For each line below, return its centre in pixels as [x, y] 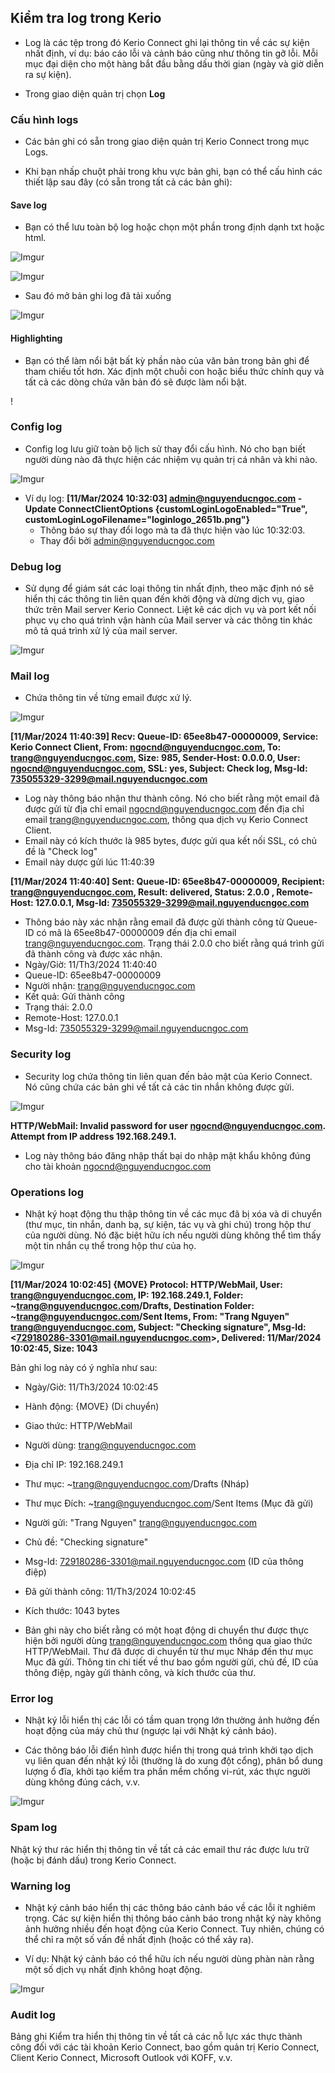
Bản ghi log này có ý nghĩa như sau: [84, 1367]
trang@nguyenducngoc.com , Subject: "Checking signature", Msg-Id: [158, 1327]
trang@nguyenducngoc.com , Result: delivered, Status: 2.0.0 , [142, 892]
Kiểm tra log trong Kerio [86, 18]
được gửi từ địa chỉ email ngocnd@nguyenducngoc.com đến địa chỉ [164, 809]
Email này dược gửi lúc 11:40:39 [89, 862]
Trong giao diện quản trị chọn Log [95, 93]
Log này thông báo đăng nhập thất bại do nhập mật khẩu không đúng [167, 1155]
